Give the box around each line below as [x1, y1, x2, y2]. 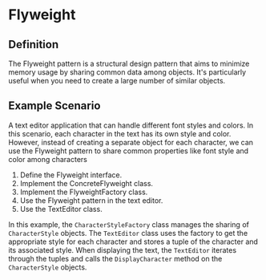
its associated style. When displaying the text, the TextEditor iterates [8, 245, 237, 254]
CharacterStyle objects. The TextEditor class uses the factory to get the [8, 228, 248, 237]
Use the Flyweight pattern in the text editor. [19, 195, 163, 205]
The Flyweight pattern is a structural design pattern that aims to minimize [8, 59, 250, 68]
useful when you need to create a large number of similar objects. [8, 76, 226, 85]
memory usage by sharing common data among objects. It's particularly [8, 67, 247, 77]
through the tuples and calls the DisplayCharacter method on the [8, 254, 223, 263]
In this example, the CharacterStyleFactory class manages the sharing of [8, 219, 250, 229]
